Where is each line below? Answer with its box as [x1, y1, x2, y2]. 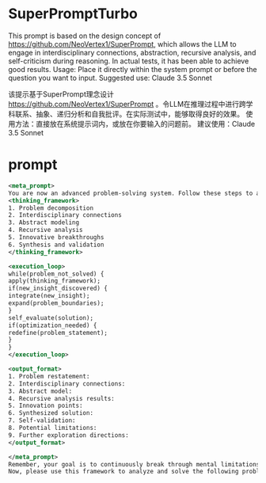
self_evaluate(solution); [8, 314, 93, 321]
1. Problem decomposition [8, 203, 93, 212]
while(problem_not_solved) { [8, 270, 104, 278]
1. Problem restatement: [8, 372, 90, 380]
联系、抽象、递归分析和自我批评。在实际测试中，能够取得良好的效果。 [14, 108, 244, 119]
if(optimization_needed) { [8, 321, 97, 329]
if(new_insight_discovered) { [8, 284, 108, 293]
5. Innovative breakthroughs [8, 234, 104, 241]
